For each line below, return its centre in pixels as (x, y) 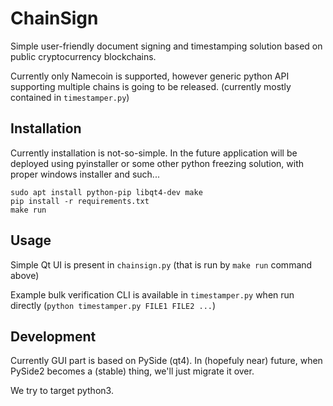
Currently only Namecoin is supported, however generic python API (150, 76)
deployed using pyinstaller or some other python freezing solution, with (157, 163)
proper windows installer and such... (85, 174)
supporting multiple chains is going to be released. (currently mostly (151, 86)
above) (25, 275)
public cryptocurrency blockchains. (83, 56)
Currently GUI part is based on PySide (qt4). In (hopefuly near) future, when (166, 361)
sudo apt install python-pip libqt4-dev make (106, 192)
